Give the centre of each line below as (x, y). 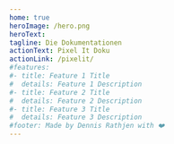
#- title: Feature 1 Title (60, 76)
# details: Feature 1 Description (76, 84)
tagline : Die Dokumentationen (66, 42)
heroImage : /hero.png (50, 26)
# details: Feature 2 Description (76, 101)
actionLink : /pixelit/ (52, 59)
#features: (30, 68)
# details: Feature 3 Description (76, 117)
